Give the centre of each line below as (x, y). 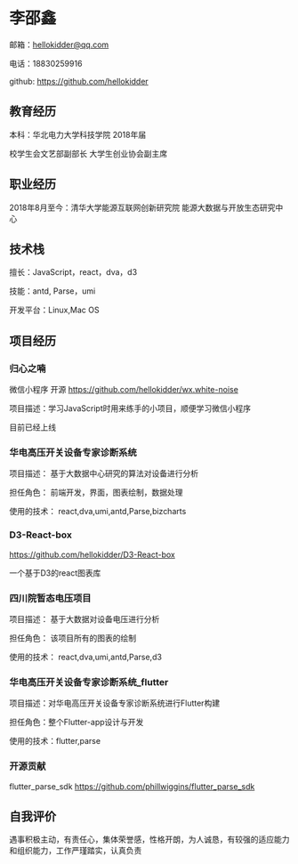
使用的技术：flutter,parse (55, 741)
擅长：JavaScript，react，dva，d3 (73, 272)
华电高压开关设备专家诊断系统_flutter (89, 682)
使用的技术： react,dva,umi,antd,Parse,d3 (86, 657)
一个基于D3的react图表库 (55, 573)
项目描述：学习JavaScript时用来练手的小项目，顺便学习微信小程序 (130, 408)
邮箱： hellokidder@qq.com (59, 44)
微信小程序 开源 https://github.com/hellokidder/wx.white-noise (124, 390)
